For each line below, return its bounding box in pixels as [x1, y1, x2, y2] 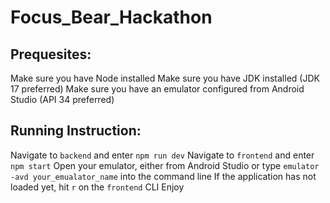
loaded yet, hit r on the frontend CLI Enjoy [10, 181, 185, 193]
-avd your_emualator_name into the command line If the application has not [10, 170, 317, 182]
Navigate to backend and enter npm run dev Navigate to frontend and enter [10, 149, 315, 161]
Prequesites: [10, 46, 92, 63]
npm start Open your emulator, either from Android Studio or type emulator [10, 159, 320, 171]
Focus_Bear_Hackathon [10, 6, 213, 29]
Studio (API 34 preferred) [10, 94, 115, 105]
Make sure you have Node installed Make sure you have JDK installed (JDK [10, 72, 320, 84]
